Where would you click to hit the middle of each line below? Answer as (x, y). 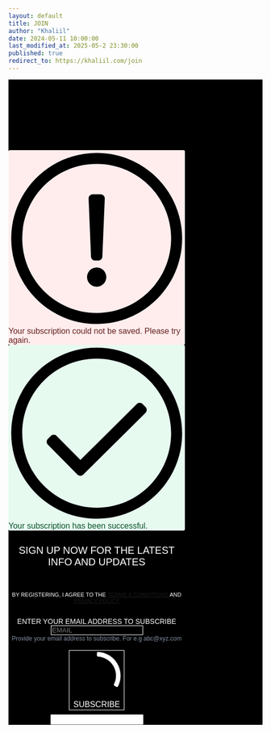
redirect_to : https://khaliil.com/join (75, 61)
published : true (35, 53)
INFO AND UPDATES (97, 561)
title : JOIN (28, 23)
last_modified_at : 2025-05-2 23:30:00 (73, 46)
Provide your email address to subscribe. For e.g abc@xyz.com (97, 639)
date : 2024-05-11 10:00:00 (54, 38)
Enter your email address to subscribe (97, 621)
